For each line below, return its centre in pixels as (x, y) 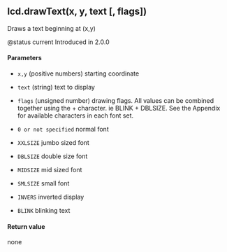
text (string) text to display (56, 87)
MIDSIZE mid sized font (50, 170)
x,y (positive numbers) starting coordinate (78, 73)
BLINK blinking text (44, 211)
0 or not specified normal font (63, 129)
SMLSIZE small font (43, 183)
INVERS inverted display (51, 197)
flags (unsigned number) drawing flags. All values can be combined (116, 101)
